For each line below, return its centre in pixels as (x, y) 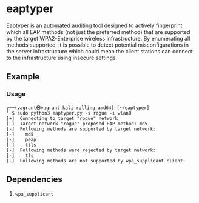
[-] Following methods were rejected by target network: (81, 150)
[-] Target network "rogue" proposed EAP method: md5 (77, 124)
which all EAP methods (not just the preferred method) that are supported (98, 32)
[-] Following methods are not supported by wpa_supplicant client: (96, 161)
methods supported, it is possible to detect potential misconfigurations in (98, 45)
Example (23, 77)
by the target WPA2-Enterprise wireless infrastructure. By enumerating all (98, 38)
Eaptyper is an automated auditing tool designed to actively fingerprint (94, 25)
